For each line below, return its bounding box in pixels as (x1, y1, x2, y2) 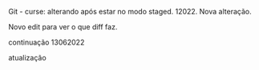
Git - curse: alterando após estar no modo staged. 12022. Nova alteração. (8, 7, 252, 16)
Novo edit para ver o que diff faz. (8, 22, 118, 31)
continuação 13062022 (8, 37, 85, 47)
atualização (8, 53, 47, 62)
